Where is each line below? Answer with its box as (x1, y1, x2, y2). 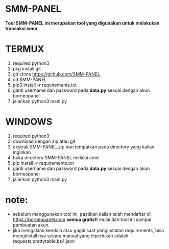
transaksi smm (5, 25, 37, 31)
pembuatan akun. (12, 221, 50, 228)
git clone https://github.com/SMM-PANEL (12, 71, 101, 77)
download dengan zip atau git (12, 138, 76, 144)
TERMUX (5, 43, 44, 55)
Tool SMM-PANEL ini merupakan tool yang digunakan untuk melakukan (5, 20, 160, 26)
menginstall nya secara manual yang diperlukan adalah (12, 233, 129, 239)
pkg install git (12, 65, 41, 71)
